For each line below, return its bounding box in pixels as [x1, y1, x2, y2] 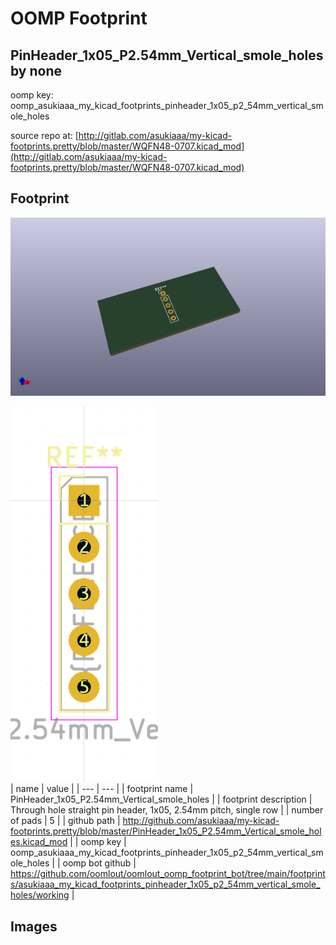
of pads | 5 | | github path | [10, 815, 121, 827]
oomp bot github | [62, 857, 137, 869]
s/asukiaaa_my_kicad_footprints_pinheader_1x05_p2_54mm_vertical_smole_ [10, 878, 321, 891]
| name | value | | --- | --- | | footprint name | [10, 783, 194, 795]
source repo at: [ [10, 130, 79, 141]
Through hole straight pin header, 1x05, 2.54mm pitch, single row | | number [10, 804, 324, 816]
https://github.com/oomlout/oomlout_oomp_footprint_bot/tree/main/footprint [10, 868, 326, 880]
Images [10, 918, 58, 935]
